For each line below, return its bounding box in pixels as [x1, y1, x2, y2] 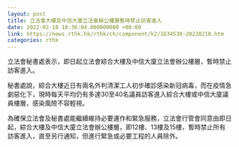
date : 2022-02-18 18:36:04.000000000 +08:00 [7, 23, 142, 31]
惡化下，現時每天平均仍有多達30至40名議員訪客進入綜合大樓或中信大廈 [13, 90, 223, 99]
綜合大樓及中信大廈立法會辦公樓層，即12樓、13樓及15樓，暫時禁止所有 [19, 123, 226, 131]
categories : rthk [7, 37, 59, 44]
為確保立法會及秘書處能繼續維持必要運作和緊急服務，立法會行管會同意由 [7, 114, 219, 123]
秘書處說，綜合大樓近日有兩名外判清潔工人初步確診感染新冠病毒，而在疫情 [7, 81, 225, 89]
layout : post [7, 10, 46, 18]
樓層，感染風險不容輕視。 [13, 99, 89, 107]
